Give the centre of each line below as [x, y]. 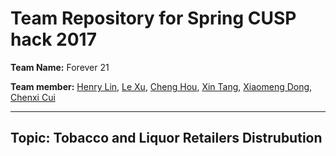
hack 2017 [53, 39]
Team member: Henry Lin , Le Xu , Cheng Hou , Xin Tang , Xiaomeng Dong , [161, 86]
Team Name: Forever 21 [60, 67]
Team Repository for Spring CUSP [153, 18]
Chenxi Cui [33, 97]
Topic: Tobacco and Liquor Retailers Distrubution [166, 138]
